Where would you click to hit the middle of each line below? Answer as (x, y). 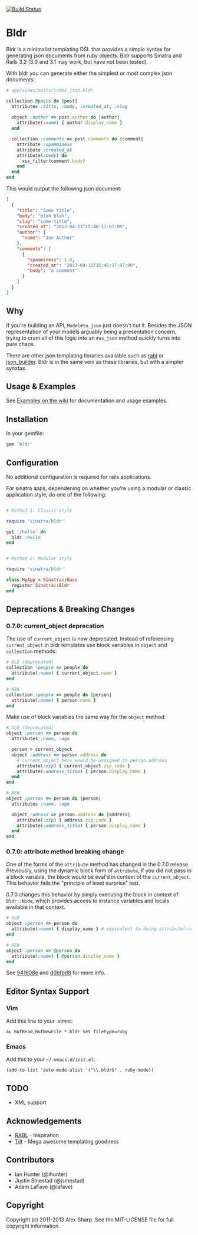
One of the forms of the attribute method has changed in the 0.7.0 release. (98, 865)
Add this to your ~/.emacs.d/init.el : (51, 1059)
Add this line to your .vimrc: (39, 1021)
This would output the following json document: (64, 189)
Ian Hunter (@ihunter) (41, 1174)
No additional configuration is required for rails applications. (79, 477)
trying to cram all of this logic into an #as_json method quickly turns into (93, 338)
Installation (27, 419)
